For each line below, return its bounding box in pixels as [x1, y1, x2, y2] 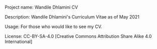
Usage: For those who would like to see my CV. [5, 23, 103, 29]
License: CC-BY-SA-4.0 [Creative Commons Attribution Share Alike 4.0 [5, 33, 152, 39]
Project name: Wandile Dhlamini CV [5, 4, 78, 10]
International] [5, 38, 33, 44]
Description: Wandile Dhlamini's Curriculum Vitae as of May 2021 [5, 14, 139, 19]
